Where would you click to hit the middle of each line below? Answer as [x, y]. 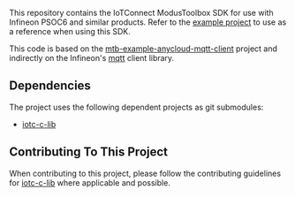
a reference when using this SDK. [70, 31]
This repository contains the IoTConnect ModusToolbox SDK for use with [141, 13]
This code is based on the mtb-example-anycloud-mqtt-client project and [144, 49]
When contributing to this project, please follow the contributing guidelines [145, 173]
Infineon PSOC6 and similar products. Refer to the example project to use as [148, 22]
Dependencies [50, 86]
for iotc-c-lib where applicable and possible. [90, 182]
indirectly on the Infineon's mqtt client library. [92, 58]
